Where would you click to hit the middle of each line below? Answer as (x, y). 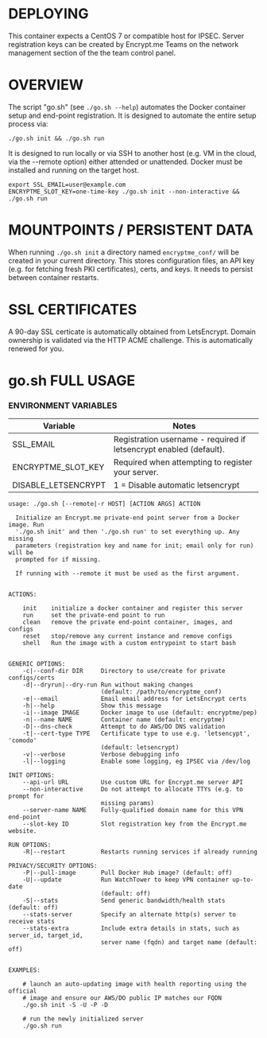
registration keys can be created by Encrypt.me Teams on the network (124, 44)
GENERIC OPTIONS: (37, 664)
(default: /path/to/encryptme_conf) (161, 692)
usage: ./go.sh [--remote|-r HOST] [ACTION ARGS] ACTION (104, 504)
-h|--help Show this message (92, 706)
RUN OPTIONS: (30, 845)
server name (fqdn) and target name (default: (179, 943)
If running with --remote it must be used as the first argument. (128, 573)
